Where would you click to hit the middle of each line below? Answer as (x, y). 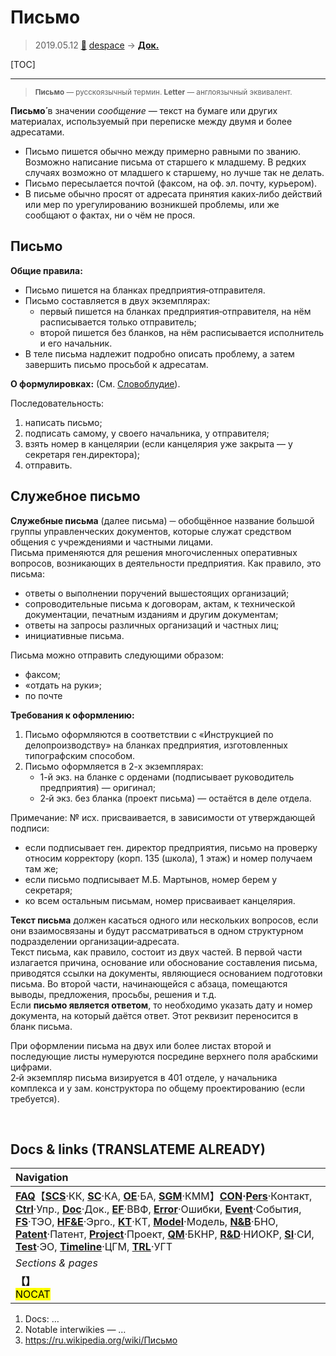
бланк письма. (41, 1026)
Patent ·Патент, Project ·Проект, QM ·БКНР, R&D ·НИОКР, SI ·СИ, (165, 1234)
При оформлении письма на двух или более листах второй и (141, 1045)
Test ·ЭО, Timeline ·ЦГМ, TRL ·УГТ (94, 1247)
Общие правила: (46, 270)
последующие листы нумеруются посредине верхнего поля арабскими (164, 1056)
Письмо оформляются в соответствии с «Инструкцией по (149, 734)
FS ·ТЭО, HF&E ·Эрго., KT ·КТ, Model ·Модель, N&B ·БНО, (147, 1222)
